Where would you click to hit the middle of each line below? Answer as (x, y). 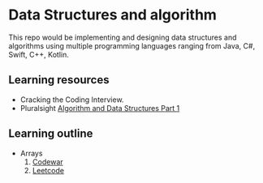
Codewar (47, 162)
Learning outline (51, 134)
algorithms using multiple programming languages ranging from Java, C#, (132, 45)
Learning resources (59, 80)
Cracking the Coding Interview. (72, 100)
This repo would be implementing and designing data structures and (123, 37)
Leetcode (48, 170)
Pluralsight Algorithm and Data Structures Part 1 (100, 108)
